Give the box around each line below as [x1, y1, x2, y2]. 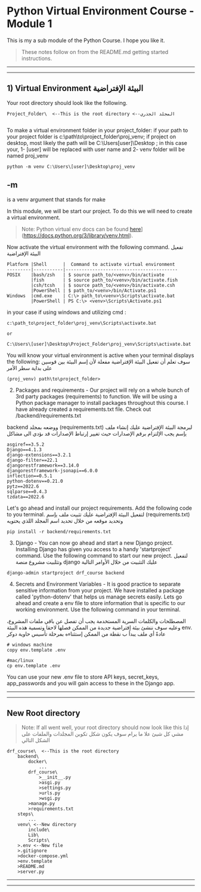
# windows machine [7, 642, 52, 648]
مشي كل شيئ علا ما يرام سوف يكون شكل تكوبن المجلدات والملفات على [21, 730, 184, 737]
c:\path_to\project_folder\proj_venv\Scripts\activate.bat [7, 320, 157, 326]
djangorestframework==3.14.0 [7, 462, 79, 468]
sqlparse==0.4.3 [7, 488, 47, 495]
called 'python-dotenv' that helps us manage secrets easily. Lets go [15, 593, 183, 600]
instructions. [21, 55, 52, 62]
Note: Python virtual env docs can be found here [21, 225, 141, 232]
